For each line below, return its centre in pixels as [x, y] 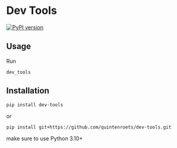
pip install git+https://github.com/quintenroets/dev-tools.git [89, 127]
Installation [28, 91]
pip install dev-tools [35, 105]
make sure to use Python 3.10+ [45, 138]
